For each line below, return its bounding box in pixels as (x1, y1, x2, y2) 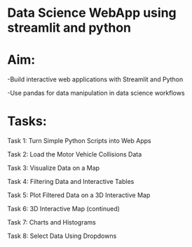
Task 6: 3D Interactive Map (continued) (7, 205, 121, 213)
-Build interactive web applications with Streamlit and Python (7, 75, 184, 84)
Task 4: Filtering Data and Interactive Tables (7, 178, 135, 186)
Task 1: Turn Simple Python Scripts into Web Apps (7, 137, 152, 145)
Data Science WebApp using (7, 5, 177, 21)
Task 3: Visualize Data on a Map (7, 163, 100, 173)
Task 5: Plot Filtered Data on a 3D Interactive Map (7, 191, 151, 199)
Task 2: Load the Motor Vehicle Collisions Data (7, 150, 142, 159)
